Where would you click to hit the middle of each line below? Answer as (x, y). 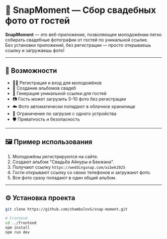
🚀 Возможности (31, 71)
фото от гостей (38, 21)
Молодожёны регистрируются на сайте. (55, 156)
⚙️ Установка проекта (40, 198)
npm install (17, 228)
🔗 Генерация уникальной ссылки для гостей (59, 93)
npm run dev (17, 232)
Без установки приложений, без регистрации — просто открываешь (78, 45)
